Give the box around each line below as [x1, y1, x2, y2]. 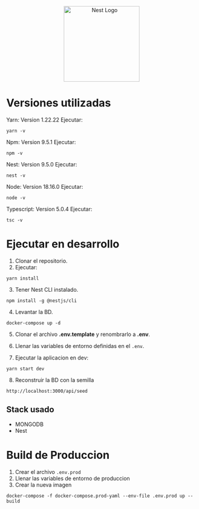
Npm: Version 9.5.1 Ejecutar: [6, 138, 76, 145]
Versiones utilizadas [6, 96, 111, 110]
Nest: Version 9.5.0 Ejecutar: [6, 160, 77, 168]
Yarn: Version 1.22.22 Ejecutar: [6, 116, 83, 123]
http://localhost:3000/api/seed [6, 388, 88, 394]
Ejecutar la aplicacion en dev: [15, 354, 89, 361]
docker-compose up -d [6, 320, 61, 326]
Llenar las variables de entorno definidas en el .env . [15, 342, 145, 349]
